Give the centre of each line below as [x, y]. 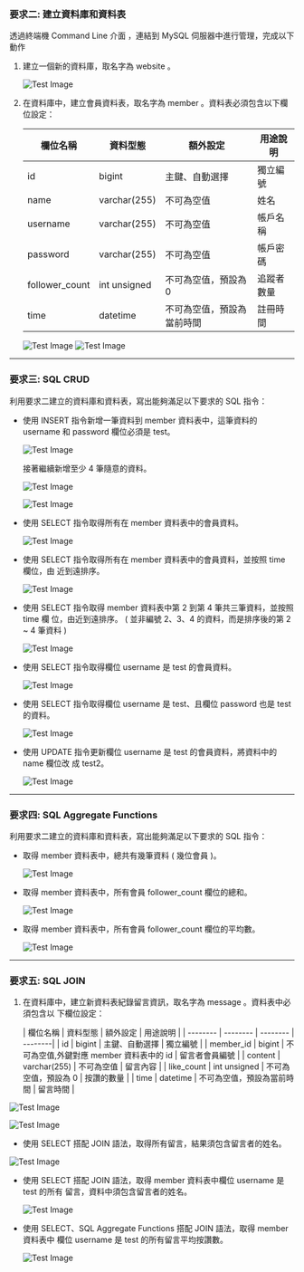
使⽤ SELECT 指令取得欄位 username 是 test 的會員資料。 [129, 666]
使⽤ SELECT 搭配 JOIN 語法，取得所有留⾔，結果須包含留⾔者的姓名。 [154, 1143]
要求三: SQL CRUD [50, 379]
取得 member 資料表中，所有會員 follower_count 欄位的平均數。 [141, 929]
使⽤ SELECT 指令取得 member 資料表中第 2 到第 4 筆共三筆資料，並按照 [158, 607]
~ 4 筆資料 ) [45, 630]
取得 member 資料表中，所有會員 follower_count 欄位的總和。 [137, 892]
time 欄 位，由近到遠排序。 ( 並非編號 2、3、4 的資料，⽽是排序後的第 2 [157, 618]
